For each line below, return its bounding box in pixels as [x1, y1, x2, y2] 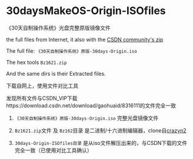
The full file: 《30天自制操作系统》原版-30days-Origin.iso [6, 47, 137, 54]
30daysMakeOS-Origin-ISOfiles [6, 4, 166, 18]
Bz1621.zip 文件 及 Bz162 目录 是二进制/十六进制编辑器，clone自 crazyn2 [14, 127, 187, 134]
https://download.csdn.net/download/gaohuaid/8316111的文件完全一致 [6, 102, 177, 109]
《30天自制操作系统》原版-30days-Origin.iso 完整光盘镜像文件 [14, 114, 159, 121]
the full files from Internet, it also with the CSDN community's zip [6, 36, 164, 43]
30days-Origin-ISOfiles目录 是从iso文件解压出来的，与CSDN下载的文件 [14, 139, 188, 146]
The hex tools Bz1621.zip [6, 59, 67, 66]
